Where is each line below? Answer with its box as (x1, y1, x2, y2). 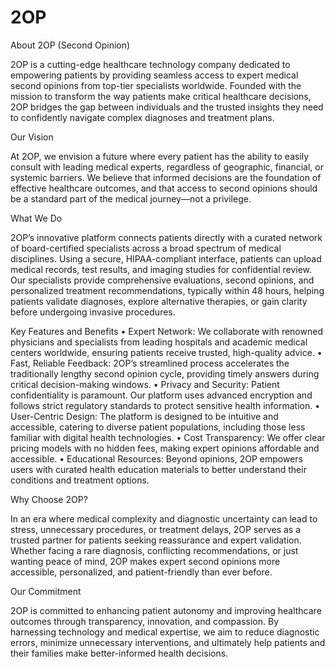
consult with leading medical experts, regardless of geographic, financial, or (10, 161, 324, 173)
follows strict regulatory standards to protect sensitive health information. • (10, 399, 321, 411)
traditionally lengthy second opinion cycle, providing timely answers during (10, 367, 320, 380)
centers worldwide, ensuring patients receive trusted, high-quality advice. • (10, 346, 323, 358)
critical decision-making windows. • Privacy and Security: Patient (10, 378, 280, 390)
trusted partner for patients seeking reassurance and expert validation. (10, 534, 302, 546)
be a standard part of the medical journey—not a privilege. (10, 192, 252, 205)
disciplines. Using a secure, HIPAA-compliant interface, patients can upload (10, 252, 322, 265)
